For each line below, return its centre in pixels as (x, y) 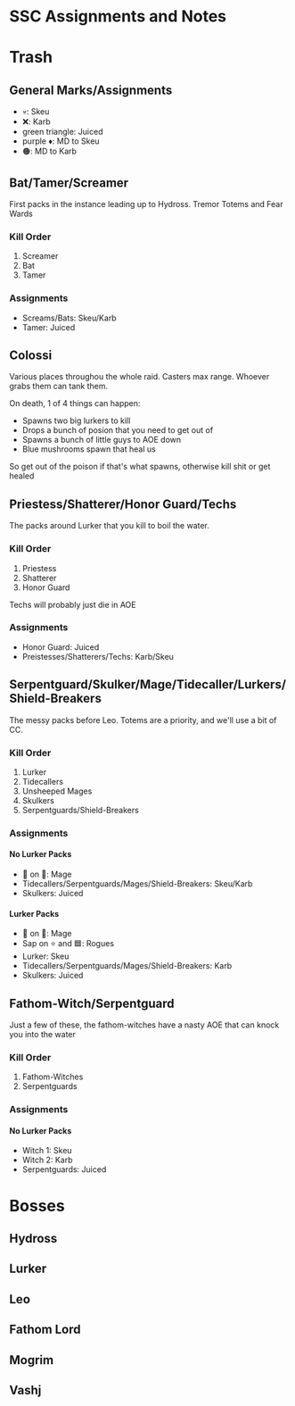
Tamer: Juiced (49, 327)
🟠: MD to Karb (49, 151)
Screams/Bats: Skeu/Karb (70, 318)
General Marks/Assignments (91, 90)
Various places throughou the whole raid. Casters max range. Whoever (139, 377)
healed (22, 476)
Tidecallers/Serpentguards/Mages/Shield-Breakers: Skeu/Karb (137, 884)
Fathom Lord (45, 1330)
